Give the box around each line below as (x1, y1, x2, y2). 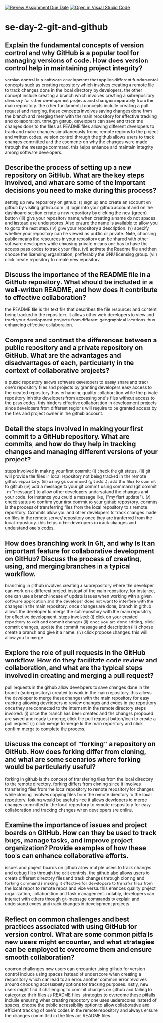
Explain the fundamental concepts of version (5, 41, 144, 49)
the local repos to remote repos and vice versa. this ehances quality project (5, 885, 156, 891)
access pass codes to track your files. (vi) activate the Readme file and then (5, 246, 157, 252)
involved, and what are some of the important (5, 179, 146, 187)
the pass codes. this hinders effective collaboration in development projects (5, 400, 157, 406)
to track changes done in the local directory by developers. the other (5, 87, 143, 93)
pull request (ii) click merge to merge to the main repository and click (5, 721, 143, 726)
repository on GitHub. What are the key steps (5, 171, 145, 180)
